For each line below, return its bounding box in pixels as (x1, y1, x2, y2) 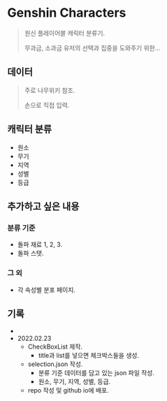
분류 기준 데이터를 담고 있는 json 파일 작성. (38, 369, 155, 377)
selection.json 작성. (27, 360, 83, 368)
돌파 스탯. (17, 249, 44, 258)
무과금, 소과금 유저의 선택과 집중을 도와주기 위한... (24, 43, 161, 52)
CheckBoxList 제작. (27, 342, 82, 351)
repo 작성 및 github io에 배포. (27, 386, 110, 395)
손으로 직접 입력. (24, 101, 70, 109)
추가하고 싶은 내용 (7, 200, 80, 212)
